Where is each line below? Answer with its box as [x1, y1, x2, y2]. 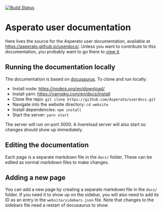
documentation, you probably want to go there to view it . [5, 48, 121, 54]
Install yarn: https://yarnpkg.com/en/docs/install [12, 91, 111, 97]
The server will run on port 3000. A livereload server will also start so [5, 121, 146, 127]
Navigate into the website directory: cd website [12, 101, 109, 107]
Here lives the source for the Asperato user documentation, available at [5, 38, 151, 44]
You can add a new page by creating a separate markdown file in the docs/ [5, 186, 158, 192]
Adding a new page [5, 173, 66, 182]
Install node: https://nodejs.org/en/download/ [12, 85, 105, 91]
